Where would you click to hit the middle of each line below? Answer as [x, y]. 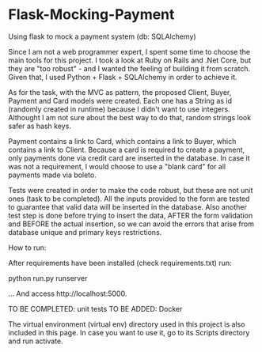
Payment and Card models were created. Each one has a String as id [120, 100]
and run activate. [36, 341]
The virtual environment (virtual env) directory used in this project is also [127, 324]
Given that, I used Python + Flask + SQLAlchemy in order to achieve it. [123, 77]
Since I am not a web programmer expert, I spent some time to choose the [129, 51]
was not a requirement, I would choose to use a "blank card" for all [117, 166]
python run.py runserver [48, 278]
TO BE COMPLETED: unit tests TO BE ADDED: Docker [95, 308]
